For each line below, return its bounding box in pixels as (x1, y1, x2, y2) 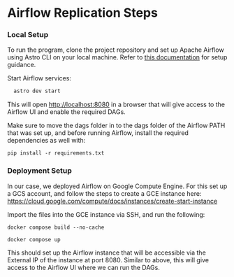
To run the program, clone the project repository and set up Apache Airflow (7, 45, 225, 54)
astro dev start (13, 87, 61, 95)
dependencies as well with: (7, 136, 86, 145)
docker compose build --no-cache (7, 224, 105, 231)
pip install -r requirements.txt (7, 150, 105, 157)
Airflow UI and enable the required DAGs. (7, 108, 126, 116)
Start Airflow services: (7, 74, 72, 83)
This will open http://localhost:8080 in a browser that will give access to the (7, 100, 226, 109)
